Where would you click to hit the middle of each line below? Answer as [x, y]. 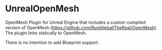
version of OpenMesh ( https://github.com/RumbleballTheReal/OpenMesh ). [81, 27]
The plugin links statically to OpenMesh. [46, 33]
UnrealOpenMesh [42, 9]
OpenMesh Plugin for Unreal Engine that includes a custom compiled [76, 22]
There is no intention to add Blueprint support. [52, 42]
